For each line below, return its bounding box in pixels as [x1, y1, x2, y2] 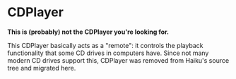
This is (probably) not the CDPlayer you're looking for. [7, 28, 170, 36]
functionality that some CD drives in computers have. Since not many [7, 49, 209, 57]
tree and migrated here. [7, 63, 76, 72]
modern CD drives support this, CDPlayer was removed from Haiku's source [7, 56, 230, 64]
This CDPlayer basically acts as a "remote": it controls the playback [7, 41, 203, 49]
